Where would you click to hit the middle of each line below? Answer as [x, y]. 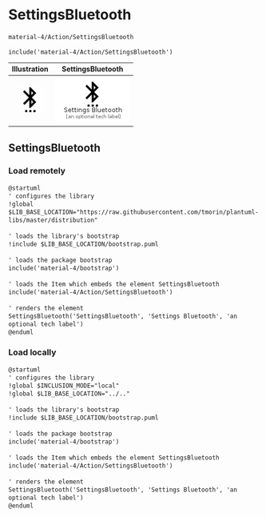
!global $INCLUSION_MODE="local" [64, 386]
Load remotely [37, 170]
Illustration [30, 69]
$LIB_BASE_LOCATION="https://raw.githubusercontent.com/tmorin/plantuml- [134, 212]
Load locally [32, 352]
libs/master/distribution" [53, 220]
